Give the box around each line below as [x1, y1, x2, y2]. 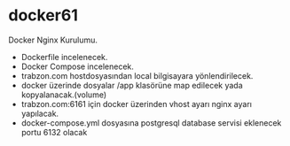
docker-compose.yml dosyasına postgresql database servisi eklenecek [20, 117, 282, 128]
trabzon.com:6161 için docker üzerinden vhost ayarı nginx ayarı [20, 98, 252, 109]
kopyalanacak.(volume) [20, 89, 107, 100]
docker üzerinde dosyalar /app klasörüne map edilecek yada [20, 80, 243, 90]
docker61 [8, 5, 79, 26]
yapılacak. [20, 108, 59, 119]
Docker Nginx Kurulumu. [8, 35, 98, 45]
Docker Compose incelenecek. [20, 61, 135, 72]
